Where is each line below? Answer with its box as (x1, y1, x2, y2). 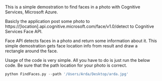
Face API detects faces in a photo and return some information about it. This (5, 38, 157, 44)
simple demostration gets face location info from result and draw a (5, 43, 138, 48)
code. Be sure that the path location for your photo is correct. (5, 62, 127, 68)
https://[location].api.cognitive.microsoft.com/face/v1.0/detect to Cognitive (5, 23, 154, 29)
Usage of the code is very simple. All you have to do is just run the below (5, 58, 150, 63)
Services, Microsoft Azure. (5, 9, 58, 15)
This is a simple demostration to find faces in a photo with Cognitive (5, 4, 140, 10)
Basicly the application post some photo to (5, 19, 90, 24)
